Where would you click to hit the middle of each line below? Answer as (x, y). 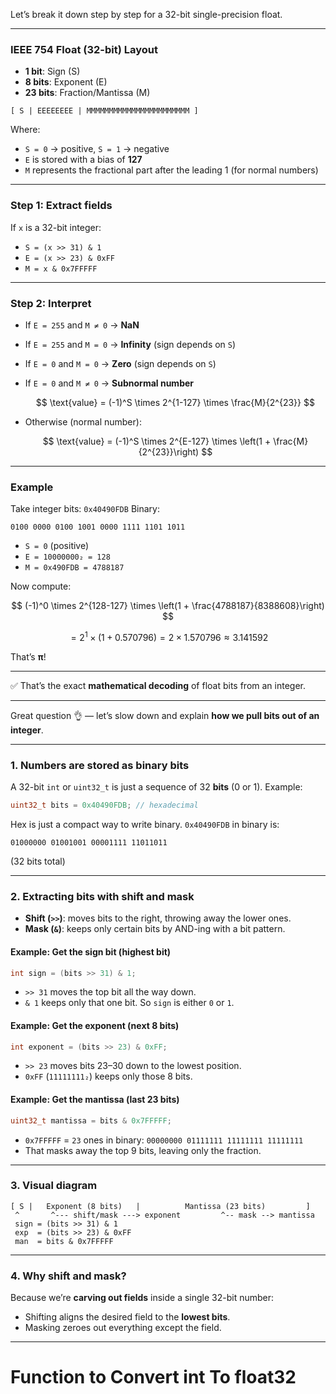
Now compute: (41, 586)
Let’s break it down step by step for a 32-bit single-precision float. (146, 14)
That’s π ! (28, 656)
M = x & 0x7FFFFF (61, 269)
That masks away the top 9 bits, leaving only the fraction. (143, 1150)
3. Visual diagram (54, 1186)
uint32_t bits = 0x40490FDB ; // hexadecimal (104, 805)
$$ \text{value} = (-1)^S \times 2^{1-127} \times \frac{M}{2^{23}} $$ (175, 402)
